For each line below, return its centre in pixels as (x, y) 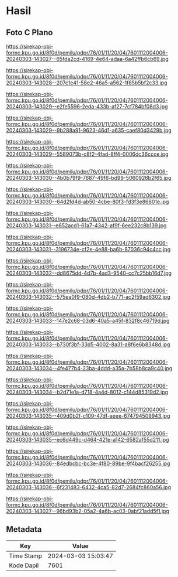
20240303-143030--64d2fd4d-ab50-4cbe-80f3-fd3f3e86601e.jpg (88, 202)
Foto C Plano (29, 33)
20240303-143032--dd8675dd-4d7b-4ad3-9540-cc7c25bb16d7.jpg (89, 273)
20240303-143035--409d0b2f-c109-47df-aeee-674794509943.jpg (88, 416)
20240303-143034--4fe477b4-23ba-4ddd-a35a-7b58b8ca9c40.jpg (89, 368)
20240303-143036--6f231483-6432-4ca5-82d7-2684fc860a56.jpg (88, 487)
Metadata (24, 529)
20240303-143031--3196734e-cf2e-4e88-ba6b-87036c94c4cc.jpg (88, 249)
